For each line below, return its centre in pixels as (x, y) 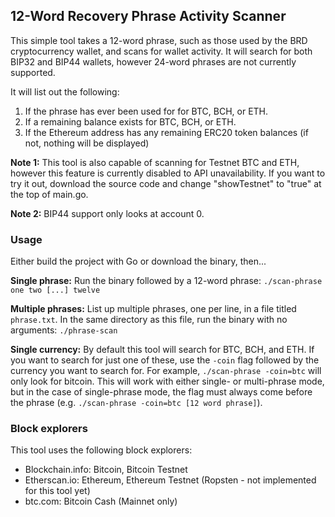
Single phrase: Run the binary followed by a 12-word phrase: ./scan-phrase (166, 281)
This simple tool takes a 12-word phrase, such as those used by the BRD (159, 40)
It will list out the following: (65, 91)
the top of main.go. (49, 194)
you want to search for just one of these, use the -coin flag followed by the (165, 360)
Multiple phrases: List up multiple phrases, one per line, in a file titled (153, 309)
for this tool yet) (57, 491)
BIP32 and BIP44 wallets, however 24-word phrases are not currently (153, 61)
